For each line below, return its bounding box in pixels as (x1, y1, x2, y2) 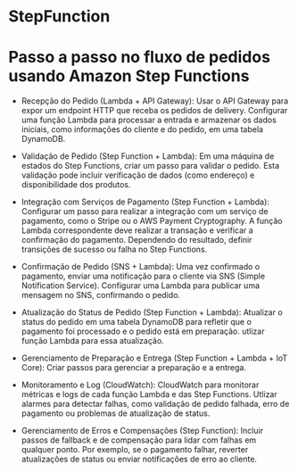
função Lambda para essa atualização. (21, 336, 164, 346)
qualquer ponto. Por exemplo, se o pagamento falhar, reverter (21, 444, 249, 455)
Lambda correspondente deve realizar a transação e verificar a (21, 225, 253, 236)
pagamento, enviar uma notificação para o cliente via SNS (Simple (21, 270, 265, 282)
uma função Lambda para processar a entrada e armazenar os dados (21, 114, 277, 126)
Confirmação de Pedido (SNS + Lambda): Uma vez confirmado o (21, 261, 261, 272)
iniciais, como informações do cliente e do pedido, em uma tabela (21, 124, 264, 135)
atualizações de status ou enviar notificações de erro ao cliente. (21, 453, 258, 465)
